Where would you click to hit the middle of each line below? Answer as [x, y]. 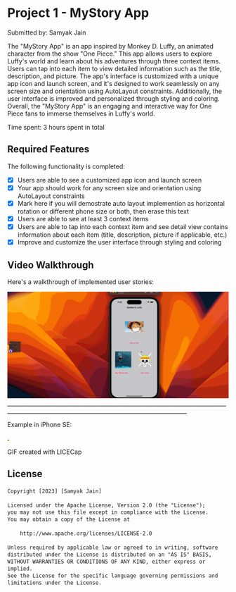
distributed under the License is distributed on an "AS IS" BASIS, [110, 555]
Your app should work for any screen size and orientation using [109, 187]
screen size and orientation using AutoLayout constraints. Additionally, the [115, 91]
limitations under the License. [54, 583]
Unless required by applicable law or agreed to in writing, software [113, 548]
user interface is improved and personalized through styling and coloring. [113, 98]
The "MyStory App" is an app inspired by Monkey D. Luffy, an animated [111, 46]
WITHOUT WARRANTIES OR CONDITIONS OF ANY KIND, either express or [106, 562]
